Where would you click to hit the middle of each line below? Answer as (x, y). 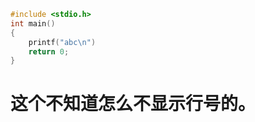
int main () (33, 23)
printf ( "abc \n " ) (62, 42)
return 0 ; (49, 51)
